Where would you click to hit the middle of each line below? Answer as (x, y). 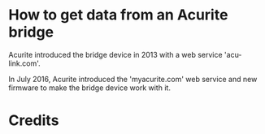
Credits (34, 121)
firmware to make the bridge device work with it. (89, 88)
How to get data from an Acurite (118, 15)
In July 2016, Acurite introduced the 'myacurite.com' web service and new (133, 79)
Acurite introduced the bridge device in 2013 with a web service (115, 54)
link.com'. (24, 63)
